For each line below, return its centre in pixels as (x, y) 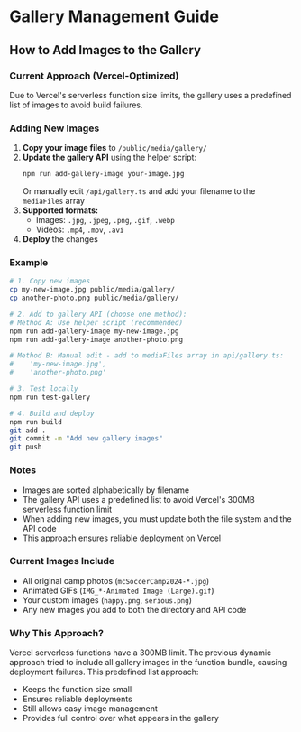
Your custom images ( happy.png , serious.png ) (107, 600)
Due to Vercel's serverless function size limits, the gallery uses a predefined (150, 95)
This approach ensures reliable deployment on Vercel (122, 538)
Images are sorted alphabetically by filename (106, 490)
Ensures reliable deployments (77, 699)
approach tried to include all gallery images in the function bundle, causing (148, 663)
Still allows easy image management (90, 709)
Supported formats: (60, 210)
